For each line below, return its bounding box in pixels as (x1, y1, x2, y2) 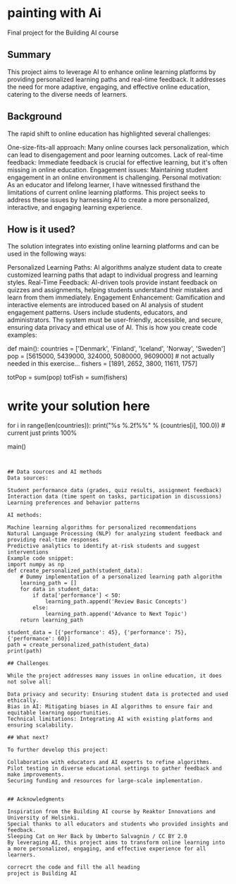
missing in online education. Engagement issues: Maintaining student (7, 165, 209, 174)
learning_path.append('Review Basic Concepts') (44, 598, 188, 605)
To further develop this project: (7, 746, 109, 753)
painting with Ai (7, 5, 102, 21)
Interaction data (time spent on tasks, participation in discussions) (7, 493, 222, 501)
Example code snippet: (7, 555, 74, 562)
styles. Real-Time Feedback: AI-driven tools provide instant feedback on (7, 278, 218, 287)
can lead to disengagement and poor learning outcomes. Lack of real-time (7, 150, 223, 159)
